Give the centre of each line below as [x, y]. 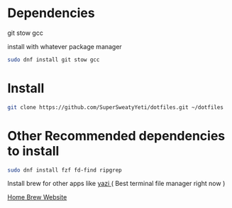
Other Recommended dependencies [116, 136]
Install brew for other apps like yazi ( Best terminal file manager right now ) [116, 184]
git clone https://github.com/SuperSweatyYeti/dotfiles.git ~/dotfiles [115, 107]
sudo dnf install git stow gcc [54, 59]
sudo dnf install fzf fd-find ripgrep [65, 170]
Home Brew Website [37, 197]
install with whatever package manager [65, 46]
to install [33, 151]
